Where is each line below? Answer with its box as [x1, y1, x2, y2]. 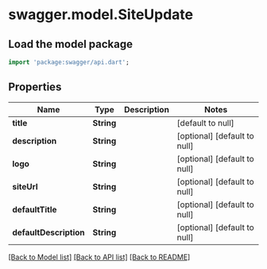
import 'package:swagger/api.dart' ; [8, 58, 130, 66]
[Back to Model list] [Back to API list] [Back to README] [8, 252, 191, 262]
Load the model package [8, 37, 133, 51]
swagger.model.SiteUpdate [8, 6, 194, 24]
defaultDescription [12, 227, 85, 238]
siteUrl [12, 181, 38, 192]
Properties [8, 80, 62, 94]
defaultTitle [12, 204, 57, 215]
